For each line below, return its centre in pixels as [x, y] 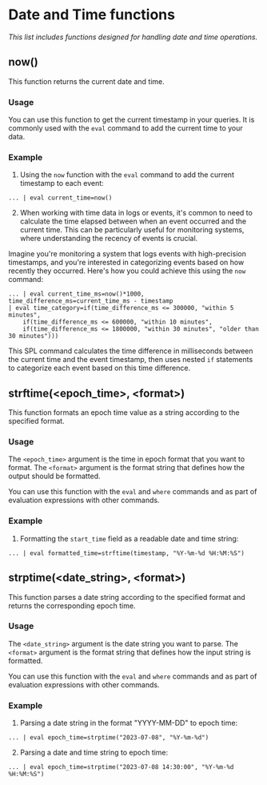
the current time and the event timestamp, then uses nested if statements [131, 360]
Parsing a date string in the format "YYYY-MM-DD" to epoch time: [129, 723]
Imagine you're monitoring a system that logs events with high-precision [127, 254]
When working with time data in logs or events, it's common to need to [136, 213]
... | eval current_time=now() [60, 198]
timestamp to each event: [62, 183]
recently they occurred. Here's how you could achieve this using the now [127, 271]
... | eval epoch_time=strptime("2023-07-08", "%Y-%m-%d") [109, 738]
